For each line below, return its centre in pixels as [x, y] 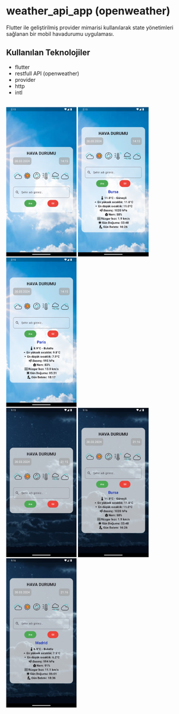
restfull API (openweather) [47, 73]
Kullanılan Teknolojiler [48, 53]
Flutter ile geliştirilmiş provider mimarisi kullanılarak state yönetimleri [90, 27]
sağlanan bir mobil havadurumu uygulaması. [60, 33]
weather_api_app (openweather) [88, 11]
